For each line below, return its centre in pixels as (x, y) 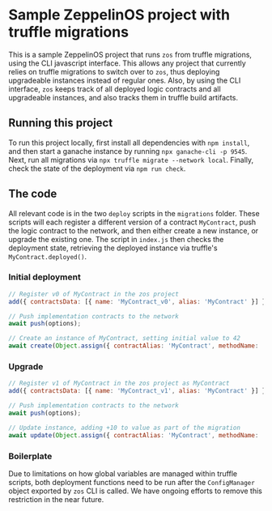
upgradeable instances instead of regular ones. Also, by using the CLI (125, 80)
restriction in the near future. (56, 499)
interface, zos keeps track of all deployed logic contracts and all (115, 89)
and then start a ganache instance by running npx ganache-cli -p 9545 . (128, 151)
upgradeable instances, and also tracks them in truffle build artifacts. (123, 97)
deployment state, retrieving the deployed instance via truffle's (113, 248)
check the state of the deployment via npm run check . (97, 168)
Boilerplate (30, 456)
